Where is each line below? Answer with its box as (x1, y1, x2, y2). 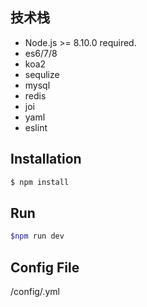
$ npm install (10, 177, 70, 187)
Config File (10, 259, 80, 276)
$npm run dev (10, 231, 65, 242)
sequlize (24, 68, 60, 80)
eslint (24, 121, 48, 133)
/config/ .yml (10, 286, 60, 297)
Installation (10, 151, 82, 168)
